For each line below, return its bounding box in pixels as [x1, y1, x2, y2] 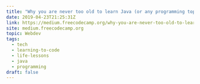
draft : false [6, 69, 39, 75]
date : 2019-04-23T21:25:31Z [6, 14, 76, 20]
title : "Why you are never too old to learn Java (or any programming [6, 8, 185, 15]
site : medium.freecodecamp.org [6, 25, 84, 31]
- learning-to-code [11, 47, 60, 53]
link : [6, 20, 20, 25]
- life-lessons [11, 53, 49, 59]
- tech [11, 42, 28, 48]
